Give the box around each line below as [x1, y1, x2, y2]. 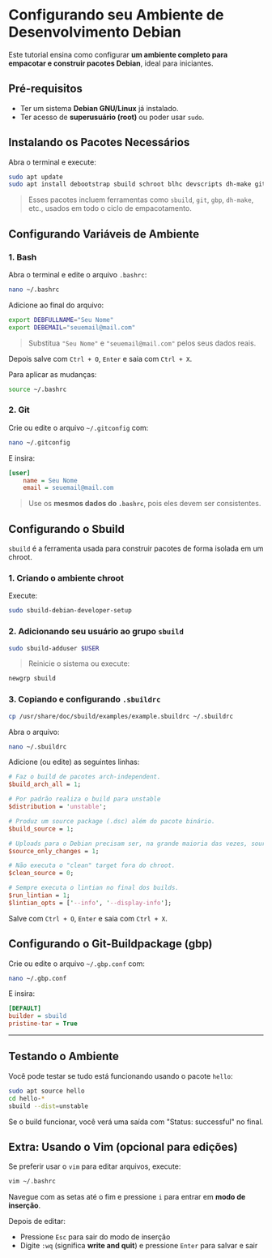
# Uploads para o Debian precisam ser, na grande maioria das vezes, [8, 839, 249, 848]
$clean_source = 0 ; [8, 869, 74, 878]
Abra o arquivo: [8, 727, 60, 736]
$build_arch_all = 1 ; [8, 780, 82, 788]
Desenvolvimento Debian [8, 23, 182, 41]
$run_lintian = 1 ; [8, 891, 70, 899]
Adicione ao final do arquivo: [8, 300, 104, 310]
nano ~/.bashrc [8, 286, 60, 294]
